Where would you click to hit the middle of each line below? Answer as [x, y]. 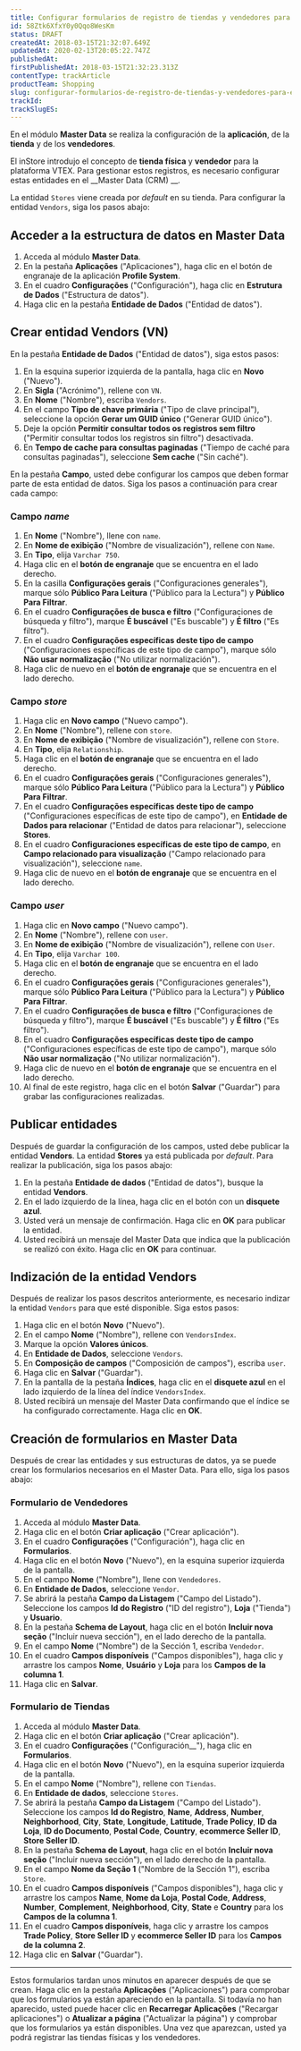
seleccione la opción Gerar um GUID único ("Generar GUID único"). [148, 419]
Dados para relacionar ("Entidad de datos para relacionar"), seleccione [155, 826]
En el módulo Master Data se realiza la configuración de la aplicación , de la [150, 134]
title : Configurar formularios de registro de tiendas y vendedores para [150, 17]
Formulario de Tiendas [60, 1707]
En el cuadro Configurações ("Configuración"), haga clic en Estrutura [153, 285]
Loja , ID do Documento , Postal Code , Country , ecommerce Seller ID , [151, 1831]
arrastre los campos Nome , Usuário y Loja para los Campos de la [144, 1665]
